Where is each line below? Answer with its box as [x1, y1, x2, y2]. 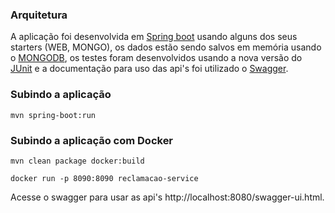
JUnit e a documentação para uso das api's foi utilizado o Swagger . [10, 63, 289, 75]
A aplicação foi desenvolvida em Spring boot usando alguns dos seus [10, 31, 298, 43]
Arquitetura [10, 8, 68, 22]
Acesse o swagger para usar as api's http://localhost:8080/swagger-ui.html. [10, 191, 325, 203]
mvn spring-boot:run [10, 110, 97, 120]
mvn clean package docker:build [10, 156, 145, 166]
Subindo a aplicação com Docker [10, 133, 174, 147]
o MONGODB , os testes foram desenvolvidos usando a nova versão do [10, 52, 303, 64]
